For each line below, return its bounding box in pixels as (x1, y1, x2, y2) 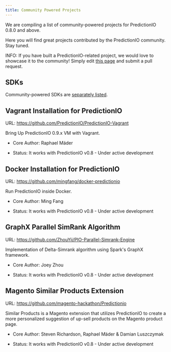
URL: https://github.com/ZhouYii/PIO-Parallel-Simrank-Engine (5, 236, 135, 242)
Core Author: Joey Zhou (12, 262, 64, 268)
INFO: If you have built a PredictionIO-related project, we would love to (5, 52, 154, 58)
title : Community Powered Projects (5, 7, 81, 13)
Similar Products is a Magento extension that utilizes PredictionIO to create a (5, 310, 166, 316)
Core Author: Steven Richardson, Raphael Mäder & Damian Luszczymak (12, 331, 164, 337)
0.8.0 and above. (5, 27, 41, 33)
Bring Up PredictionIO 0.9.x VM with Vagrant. (5, 130, 101, 136)
